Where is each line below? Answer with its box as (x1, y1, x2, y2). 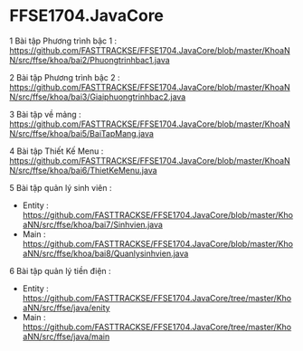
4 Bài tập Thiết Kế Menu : (9, 146, 104, 157)
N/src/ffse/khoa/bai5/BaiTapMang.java (9, 128, 154, 138)
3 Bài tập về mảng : (9, 109, 81, 119)
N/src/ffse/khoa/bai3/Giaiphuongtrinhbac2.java (9, 91, 186, 102)
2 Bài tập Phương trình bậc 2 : (9, 71, 120, 82)
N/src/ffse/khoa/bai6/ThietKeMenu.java (9, 165, 157, 175)
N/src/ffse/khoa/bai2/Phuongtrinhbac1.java (9, 54, 170, 65)
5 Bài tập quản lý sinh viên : (9, 182, 112, 193)
